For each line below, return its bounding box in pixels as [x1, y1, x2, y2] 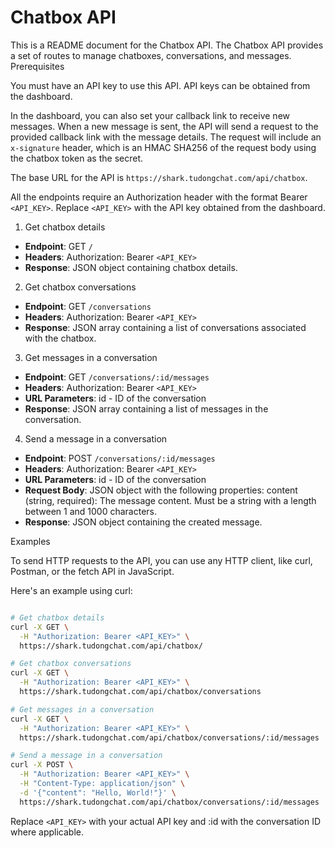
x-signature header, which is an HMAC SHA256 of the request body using [10, 141, 317, 153]
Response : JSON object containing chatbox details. [24, 261, 238, 273]
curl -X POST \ [10, 760, 74, 770]
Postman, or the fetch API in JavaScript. [10, 565, 175, 577]
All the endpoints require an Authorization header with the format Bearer [10, 191, 308, 203]
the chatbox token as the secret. [10, 152, 143, 164]
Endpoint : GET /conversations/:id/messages [24, 371, 210, 383]
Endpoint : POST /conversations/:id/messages [24, 452, 216, 464]
